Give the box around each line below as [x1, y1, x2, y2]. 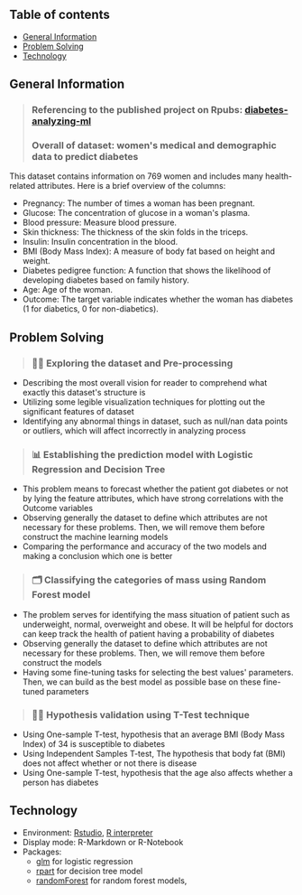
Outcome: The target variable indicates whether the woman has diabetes [22, 294, 294, 305]
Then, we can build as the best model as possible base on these [22, 676, 261, 687]
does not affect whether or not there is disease [22, 758, 197, 769]
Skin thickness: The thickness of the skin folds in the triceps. [22, 227, 249, 238]
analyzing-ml [31, 115, 92, 127]
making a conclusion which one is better [22, 551, 173, 562]
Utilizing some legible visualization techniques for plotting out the [22, 396, 266, 407]
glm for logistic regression [35, 855, 133, 866]
